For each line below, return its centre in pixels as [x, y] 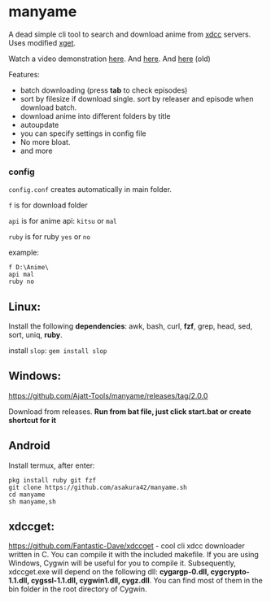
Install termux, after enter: [52, 465]
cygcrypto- [230, 572]
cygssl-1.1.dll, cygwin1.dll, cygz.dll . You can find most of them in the [147, 581]
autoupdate [39, 124]
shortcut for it [33, 420]
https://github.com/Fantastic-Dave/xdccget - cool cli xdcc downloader [127, 546]
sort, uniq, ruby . [35, 335]
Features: [24, 74]
